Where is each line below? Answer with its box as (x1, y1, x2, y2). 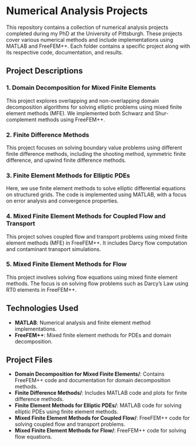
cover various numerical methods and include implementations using (6, 36, 174, 43)
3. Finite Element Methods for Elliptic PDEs (6, 171, 131, 180)
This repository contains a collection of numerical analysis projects (6, 24, 169, 31)
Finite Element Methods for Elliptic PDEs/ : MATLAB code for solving (14, 402, 182, 409)
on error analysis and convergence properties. (6, 197, 119, 204)
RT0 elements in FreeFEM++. (6, 286, 77, 293)
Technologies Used (6, 303, 78, 314)
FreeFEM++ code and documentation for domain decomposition (14, 377, 171, 384)
